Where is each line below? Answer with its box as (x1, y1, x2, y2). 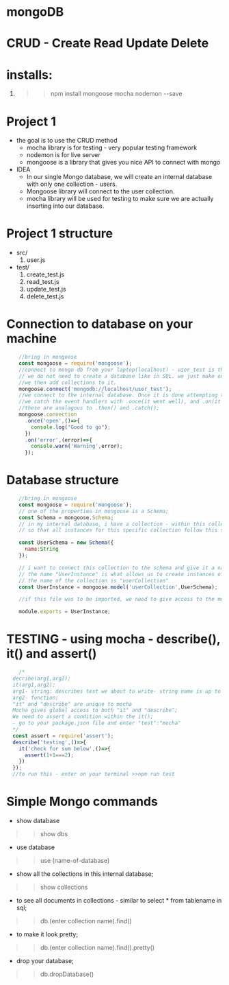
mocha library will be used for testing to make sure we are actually (26, 195, 214, 203)
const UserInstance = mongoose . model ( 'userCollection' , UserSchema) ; (18, 584, 218, 591)
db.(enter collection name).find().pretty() (40, 943, 155, 951)
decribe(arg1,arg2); (12, 675, 71, 682)
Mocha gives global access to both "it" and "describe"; (12, 707, 178, 714)
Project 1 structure (6, 226, 113, 241)
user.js (26, 256, 46, 264)
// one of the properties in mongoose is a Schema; (18, 508, 169, 514)
